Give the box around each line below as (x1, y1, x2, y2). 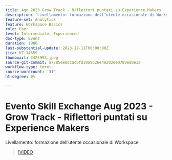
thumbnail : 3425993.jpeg (5, 55, 58, 60)
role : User (5, 27, 29, 32)
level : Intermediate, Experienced (5, 31, 79, 36)
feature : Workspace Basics (5, 21, 63, 27)
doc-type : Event (5, 36, 40, 41)
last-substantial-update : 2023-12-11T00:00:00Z (5, 45, 109, 51)
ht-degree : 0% (5, 74, 36, 79)
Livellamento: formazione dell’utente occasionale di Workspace (5, 139, 139, 145)
